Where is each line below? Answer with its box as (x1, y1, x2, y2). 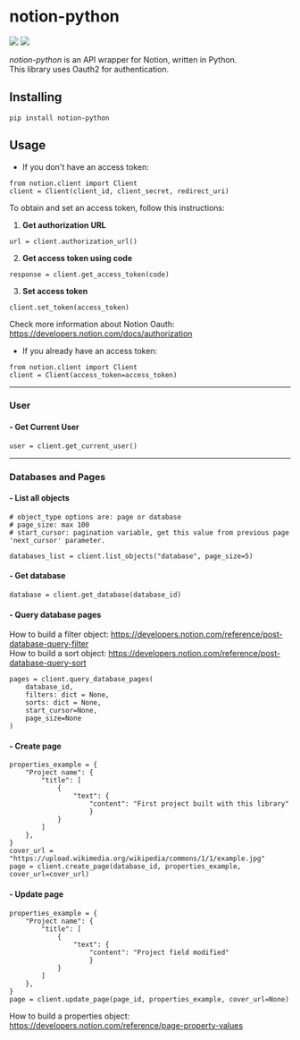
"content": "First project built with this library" (88, 799, 290, 808)
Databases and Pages (9, 470, 105, 483)
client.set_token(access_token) (9, 302, 129, 312)
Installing (9, 89, 62, 105)
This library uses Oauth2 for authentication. (9, 63, 170, 74)
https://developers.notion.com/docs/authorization (9, 328, 193, 339)
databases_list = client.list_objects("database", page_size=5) (9, 552, 254, 561)
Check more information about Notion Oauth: (9, 318, 175, 329)
